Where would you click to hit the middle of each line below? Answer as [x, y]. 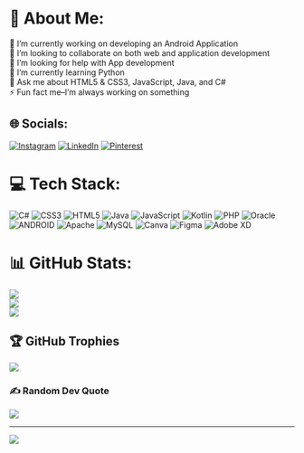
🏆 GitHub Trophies [65, 341]
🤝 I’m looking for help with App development [92, 62]
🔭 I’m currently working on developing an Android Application [123, 43]
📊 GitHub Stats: [71, 263]
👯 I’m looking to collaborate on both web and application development [140, 52]
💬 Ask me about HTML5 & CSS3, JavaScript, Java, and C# [118, 81]
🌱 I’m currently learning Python [67, 72]
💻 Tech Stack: [65, 184]
